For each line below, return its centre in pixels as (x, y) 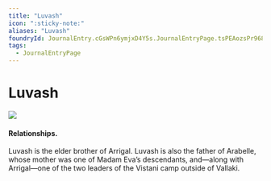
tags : (17, 46)
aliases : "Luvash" (39, 31)
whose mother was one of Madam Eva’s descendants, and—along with (126, 160)
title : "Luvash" (35, 16)
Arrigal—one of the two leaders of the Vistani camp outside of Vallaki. (124, 168)
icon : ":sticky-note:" (46, 23)
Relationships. (33, 133)
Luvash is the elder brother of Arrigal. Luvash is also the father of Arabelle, (132, 151)
